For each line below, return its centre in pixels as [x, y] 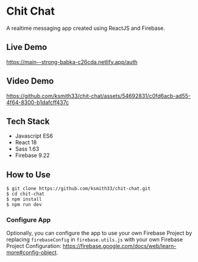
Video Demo [30, 81]
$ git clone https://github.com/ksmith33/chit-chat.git [78, 189]
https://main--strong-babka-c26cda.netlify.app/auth [72, 62]
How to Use [29, 175]
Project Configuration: [34, 246]
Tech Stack [28, 121]
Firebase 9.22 [32, 155]
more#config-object [32, 253]
